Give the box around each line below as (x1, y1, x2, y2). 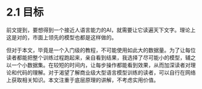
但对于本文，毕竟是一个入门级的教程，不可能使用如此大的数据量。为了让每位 (6, 46, 196, 54)
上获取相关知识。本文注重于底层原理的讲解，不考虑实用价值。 (6, 76, 159, 84)
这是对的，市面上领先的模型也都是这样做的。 (6, 33, 117, 41)
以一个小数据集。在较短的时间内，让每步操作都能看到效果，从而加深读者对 (6, 61, 191, 69)
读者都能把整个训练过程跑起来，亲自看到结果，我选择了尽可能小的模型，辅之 (6, 54, 196, 61)
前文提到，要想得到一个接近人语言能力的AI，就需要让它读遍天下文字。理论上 (6, 26, 196, 33)
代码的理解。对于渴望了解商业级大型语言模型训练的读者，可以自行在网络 (16, 69, 196, 76)
